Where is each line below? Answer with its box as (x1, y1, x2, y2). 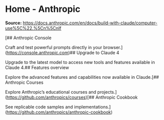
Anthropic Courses (5, 79, 44, 85)
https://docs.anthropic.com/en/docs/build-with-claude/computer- (23, 20, 158, 26)
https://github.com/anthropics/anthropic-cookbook (6, 109, 111, 115)
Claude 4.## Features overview (5, 64, 69, 70)
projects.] (97, 89, 117, 95)
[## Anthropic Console (5, 35, 52, 41)
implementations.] (74, 104, 111, 110)
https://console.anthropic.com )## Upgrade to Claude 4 (6, 50, 120, 56)
